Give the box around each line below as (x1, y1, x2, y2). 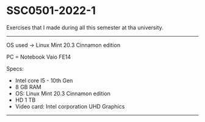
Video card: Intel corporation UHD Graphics (15, 102, 125, 110)
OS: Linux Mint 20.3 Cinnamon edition (15, 90, 111, 97)
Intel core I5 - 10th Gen (15, 77, 73, 84)
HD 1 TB (15, 96, 36, 104)
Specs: (6, 65, 24, 72)
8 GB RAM (15, 83, 41, 90)
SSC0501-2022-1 (6, 4, 96, 18)
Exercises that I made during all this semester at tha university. (6, 24, 164, 31)
